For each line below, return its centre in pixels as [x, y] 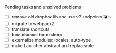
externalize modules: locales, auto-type [51, 40]
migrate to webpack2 [33, 24]
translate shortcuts [30, 29]
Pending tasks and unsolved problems [43, 7]
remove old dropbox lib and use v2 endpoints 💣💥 [61, 17]
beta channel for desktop [37, 35]
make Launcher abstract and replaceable [53, 46]
